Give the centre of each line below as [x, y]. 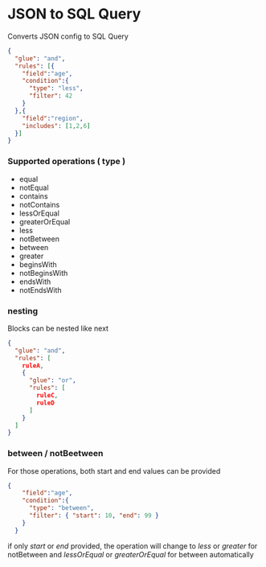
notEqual [34, 187]
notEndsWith [40, 290]
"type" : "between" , [61, 508]
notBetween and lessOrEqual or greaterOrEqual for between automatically [131, 554]
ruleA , [33, 366]
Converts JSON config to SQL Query [68, 36]
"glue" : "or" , [53, 380]
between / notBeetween [55, 454]
